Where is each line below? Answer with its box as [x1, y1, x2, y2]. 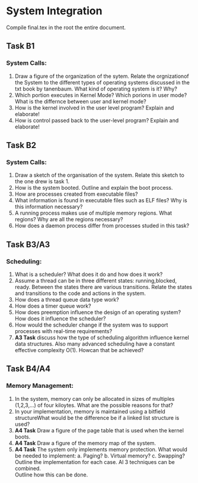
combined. [14, 465, 41, 472]
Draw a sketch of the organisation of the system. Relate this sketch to [14, 171, 185, 179]
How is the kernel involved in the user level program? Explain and [14, 104, 174, 111]
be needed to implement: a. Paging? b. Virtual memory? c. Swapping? [14, 452, 186, 459]
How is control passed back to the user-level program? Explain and [14, 117, 179, 124]
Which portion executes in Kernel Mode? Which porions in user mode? [14, 91, 187, 99]
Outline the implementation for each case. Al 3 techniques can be [14, 458, 175, 465]
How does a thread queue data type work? [14, 296, 120, 303]
